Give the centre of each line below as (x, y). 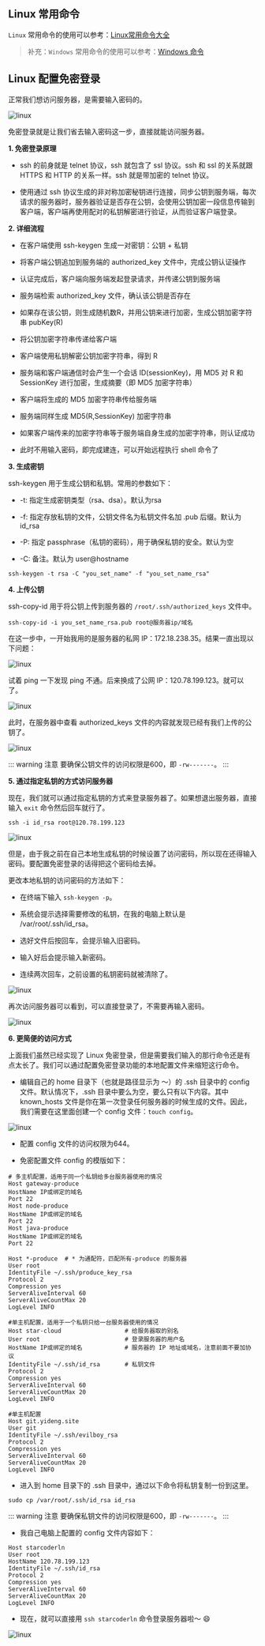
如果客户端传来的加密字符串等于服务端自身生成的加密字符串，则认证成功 (137, 432)
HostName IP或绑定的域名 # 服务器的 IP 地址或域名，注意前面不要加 (127, 1347)
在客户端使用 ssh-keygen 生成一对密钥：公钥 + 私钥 (104, 245)
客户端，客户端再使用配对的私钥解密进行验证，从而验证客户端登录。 (130, 211)
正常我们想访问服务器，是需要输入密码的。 (77, 99)
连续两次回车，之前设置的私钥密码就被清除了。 (95, 974)
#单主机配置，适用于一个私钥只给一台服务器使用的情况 (84, 1322)
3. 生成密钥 (26, 466)
